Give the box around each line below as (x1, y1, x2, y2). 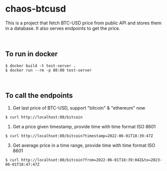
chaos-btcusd (5, 3, 66, 15)
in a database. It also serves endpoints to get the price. (5, 25, 120, 31)
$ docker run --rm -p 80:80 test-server (5, 67, 92, 73)
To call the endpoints (5, 91, 73, 100)
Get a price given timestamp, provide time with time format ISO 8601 (12, 123, 156, 129)
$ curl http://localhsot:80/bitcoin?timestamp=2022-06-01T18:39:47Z (5, 133, 153, 139)
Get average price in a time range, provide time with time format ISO (12, 142, 156, 148)
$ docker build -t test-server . (5, 63, 76, 69)
